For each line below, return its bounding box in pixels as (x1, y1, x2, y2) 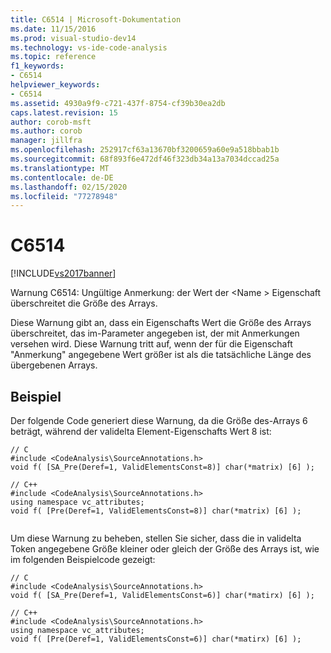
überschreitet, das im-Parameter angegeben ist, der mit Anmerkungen (10, 327, 300, 340)
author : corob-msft (10, 117, 92, 127)
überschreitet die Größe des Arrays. (10, 297, 158, 310)
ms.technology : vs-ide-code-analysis (10, 42, 168, 53)
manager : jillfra (10, 136, 83, 146)
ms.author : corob (10, 126, 83, 136)
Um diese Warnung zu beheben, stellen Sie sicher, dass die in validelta (10, 532, 302, 544)
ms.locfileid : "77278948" (10, 191, 118, 201)
